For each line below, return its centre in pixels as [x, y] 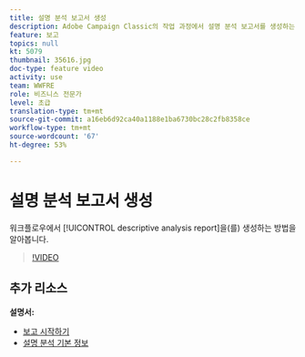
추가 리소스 [39, 288]
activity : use [36, 77]
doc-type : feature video [56, 69]
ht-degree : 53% [38, 145]
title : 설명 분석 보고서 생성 [58, 18]
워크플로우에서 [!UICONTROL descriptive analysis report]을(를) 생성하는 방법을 [153, 228]
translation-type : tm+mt [56, 111]
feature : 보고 [34, 35]
